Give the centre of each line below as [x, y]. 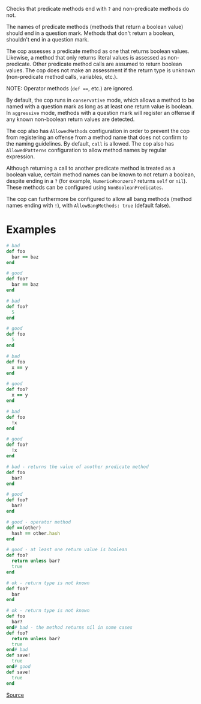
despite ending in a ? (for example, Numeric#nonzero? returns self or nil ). [97, 181]
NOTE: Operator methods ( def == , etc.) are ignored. [70, 88]
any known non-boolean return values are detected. [70, 119]
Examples [31, 230]
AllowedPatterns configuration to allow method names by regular [86, 150]
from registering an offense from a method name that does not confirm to [97, 137]
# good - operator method [38, 522]
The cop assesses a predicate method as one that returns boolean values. [98, 51]
